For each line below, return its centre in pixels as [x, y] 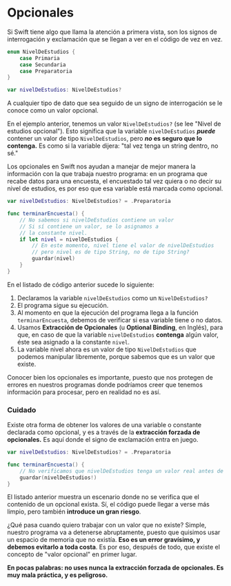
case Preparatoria [46, 71]
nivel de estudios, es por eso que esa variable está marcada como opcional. [115, 188]
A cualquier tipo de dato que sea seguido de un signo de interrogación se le [115, 103]
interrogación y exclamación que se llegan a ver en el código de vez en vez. [115, 39]
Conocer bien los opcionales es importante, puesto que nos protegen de [110, 377]
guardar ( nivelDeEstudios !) [58, 478]
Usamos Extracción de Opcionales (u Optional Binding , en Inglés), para [120, 327]
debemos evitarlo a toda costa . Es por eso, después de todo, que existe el [114, 547]
